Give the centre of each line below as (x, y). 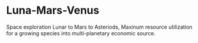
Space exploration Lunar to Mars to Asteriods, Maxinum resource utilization (100, 27)
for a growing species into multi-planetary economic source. (81, 33)
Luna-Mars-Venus (53, 10)
